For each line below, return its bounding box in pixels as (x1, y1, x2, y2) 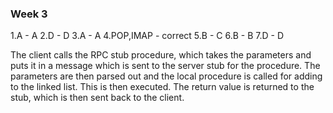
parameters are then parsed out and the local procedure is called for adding (10, 70, 323, 82)
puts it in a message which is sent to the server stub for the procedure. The (10, 60, 321, 72)
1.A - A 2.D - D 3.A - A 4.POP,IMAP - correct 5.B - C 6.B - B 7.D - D (10, 30, 285, 42)
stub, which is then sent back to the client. (10, 92, 185, 104)
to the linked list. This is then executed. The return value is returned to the (10, 81, 315, 93)
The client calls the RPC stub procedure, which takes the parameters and (10, 49, 312, 61)
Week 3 (10, 7, 48, 21)
